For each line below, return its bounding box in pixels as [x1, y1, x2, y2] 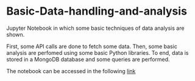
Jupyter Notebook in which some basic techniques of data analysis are [6, 24, 185, 32]
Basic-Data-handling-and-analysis [6, 4, 188, 18]
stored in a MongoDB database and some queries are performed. [6, 55, 170, 63]
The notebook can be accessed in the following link [6, 67, 136, 74]
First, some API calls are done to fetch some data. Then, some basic [6, 43, 178, 50]
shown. [6, 30, 25, 38]
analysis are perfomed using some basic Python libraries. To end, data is [6, 49, 189, 56]
